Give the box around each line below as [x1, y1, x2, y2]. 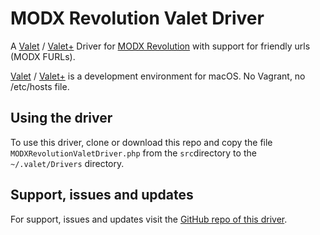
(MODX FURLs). [10, 50, 76, 62]
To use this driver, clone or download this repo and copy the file [10, 136, 273, 148]
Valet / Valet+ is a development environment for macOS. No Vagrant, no [10, 70, 306, 82]
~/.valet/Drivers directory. [10, 157, 125, 169]
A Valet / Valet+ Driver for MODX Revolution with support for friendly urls [10, 40, 311, 52]
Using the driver [10, 110, 113, 127]
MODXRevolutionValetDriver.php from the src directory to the [10, 147, 257, 159]
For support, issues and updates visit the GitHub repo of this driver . [10, 213, 288, 225]
